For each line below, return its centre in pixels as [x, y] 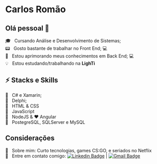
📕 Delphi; [16, 100]
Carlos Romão [36, 9]
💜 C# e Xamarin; [24, 95]
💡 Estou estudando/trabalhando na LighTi [50, 63]
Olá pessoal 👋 [27, 28]
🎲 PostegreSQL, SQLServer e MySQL [45, 122]
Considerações [30, 138]
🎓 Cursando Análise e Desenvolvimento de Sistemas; [63, 41]
